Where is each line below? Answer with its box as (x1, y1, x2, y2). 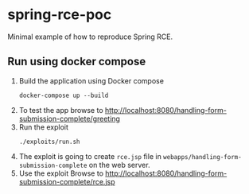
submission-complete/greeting (18, 114, 121, 123)
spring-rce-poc (7, 6, 112, 24)
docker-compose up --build (18, 91, 109, 99)
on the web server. (88, 160, 150, 169)
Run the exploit (18, 122, 69, 132)
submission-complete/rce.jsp (18, 177, 115, 186)
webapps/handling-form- (163, 153, 242, 161)
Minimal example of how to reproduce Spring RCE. (7, 32, 173, 41)
